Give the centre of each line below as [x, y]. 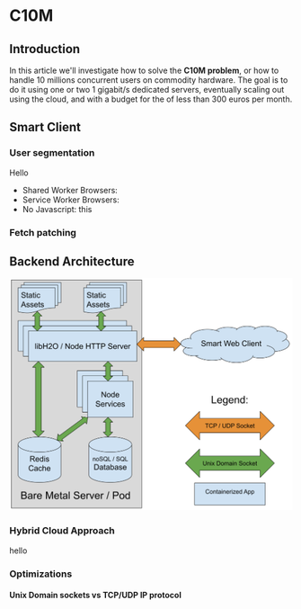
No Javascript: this [57, 209]
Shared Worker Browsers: [70, 190]
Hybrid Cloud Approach [62, 531]
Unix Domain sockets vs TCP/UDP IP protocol [95, 596]
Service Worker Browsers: [71, 200]
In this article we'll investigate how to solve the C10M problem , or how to [144, 70]
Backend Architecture [72, 261]
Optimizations [41, 574]
